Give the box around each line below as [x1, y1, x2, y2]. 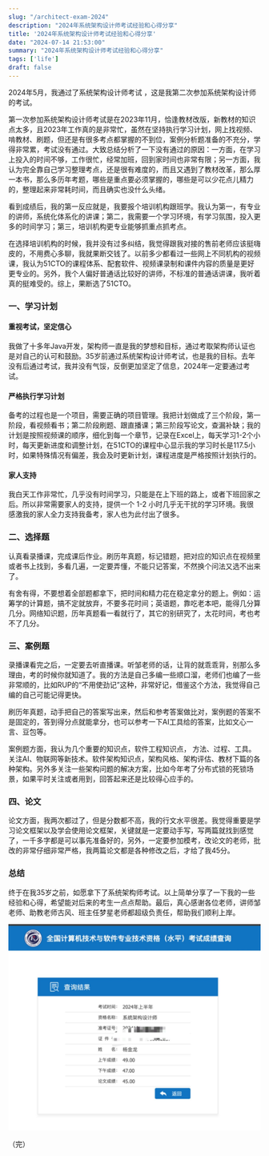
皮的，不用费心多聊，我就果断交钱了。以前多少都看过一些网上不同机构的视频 [8, 248, 261, 258]
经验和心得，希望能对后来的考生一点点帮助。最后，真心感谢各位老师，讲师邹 [8, 897, 261, 907]
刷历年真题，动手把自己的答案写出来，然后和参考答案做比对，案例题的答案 [8, 707, 254, 716]
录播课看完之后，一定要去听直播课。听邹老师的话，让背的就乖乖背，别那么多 [8, 660, 261, 669]
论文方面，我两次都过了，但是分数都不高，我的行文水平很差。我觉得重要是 [8, 816, 254, 825]
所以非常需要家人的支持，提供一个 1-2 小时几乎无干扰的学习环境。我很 [22, 500, 255, 509]
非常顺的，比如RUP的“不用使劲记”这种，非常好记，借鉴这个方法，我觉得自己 [8, 680, 260, 689]
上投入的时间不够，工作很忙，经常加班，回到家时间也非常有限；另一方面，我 [8, 155, 261, 164]
